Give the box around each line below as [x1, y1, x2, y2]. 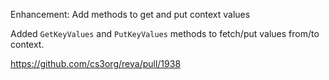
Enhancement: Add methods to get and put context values [10, 9, 251, 20]
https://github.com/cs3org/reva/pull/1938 [10, 58, 182, 69]
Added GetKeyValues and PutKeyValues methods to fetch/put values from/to [10, 28, 320, 39]
